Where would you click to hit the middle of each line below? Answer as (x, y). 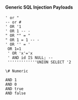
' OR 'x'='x (20, 53)
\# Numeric (17, 71)
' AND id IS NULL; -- (30, 58)
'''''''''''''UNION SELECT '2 (39, 62)
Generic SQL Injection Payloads (39, 7)
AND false (16, 93)
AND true (14, 89)
